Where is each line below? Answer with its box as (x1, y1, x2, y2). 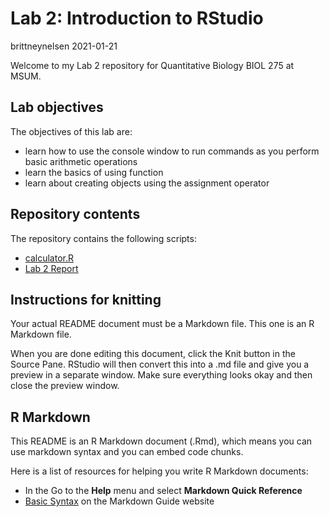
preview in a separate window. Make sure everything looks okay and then (10, 369, 313, 381)
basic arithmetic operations (24, 155, 138, 167)
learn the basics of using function (24, 166, 164, 178)
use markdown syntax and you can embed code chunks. (10, 446, 244, 458)
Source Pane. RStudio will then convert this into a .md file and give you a (10, 358, 310, 371)
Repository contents (10, 206, 141, 223)
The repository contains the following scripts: (10, 232, 197, 244)
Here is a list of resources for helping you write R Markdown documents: (10, 465, 309, 477)
